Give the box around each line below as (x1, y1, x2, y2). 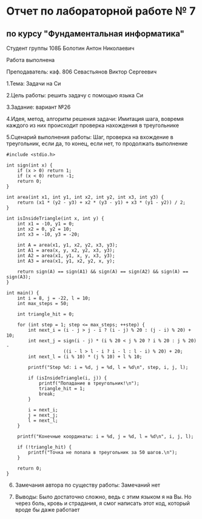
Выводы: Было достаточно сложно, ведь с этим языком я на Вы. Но (15, 493, 192, 500)
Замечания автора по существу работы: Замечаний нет (15, 481, 161, 489)
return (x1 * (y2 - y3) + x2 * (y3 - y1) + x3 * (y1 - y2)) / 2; (17, 199, 186, 205)
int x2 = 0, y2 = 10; (17, 226, 72, 232)
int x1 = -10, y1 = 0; (17, 221, 75, 227)
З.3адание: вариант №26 (6, 103, 71, 111)
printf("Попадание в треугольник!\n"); (38, 380, 140, 387)
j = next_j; (28, 412, 59, 418)
